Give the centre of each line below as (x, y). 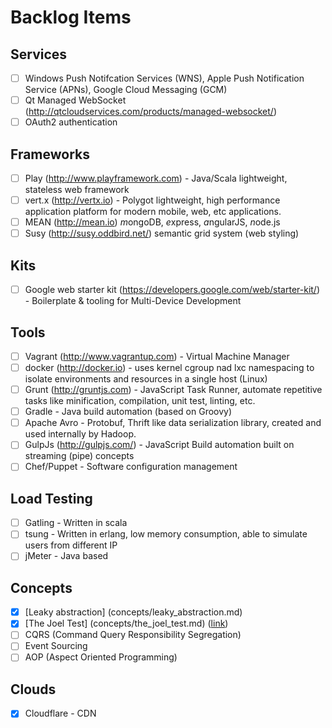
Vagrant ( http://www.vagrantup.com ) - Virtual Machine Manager (157, 356)
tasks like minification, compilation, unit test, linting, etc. (140, 401)
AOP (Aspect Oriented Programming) (101, 657)
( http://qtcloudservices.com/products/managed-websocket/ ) (151, 112)
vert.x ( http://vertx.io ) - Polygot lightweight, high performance (152, 200)
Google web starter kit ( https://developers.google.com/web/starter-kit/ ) (172, 290)
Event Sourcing (56, 646)
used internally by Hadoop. (80, 434)
